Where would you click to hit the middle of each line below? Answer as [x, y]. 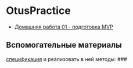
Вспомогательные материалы [64, 45]
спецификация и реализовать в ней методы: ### [67, 59]
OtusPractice [38, 11]
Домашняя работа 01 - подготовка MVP [64, 27]
